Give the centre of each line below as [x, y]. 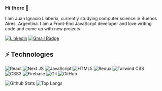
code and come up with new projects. [43, 29]
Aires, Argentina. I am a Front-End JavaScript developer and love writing [78, 23]
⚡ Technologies [29, 54]
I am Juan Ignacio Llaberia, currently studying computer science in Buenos [81, 19]
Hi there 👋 [17, 8]
